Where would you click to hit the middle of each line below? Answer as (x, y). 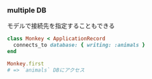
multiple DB (27, 10)
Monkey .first (26, 63)
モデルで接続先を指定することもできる (61, 26)
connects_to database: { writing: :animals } (79, 45)
